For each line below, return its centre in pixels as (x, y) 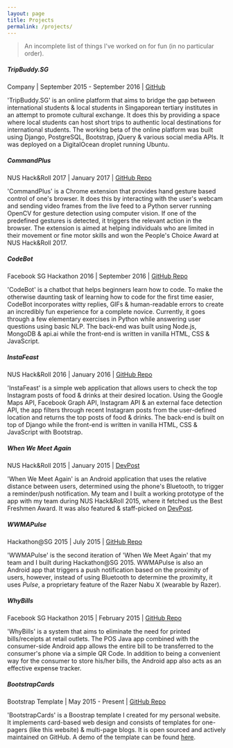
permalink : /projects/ (40, 26)
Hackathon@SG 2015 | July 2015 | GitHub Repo (75, 542)
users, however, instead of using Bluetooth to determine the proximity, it (110, 577)
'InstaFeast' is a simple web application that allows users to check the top (112, 388)
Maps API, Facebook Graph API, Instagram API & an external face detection (115, 403)
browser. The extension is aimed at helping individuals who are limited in (111, 228)
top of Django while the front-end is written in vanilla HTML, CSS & (102, 425)
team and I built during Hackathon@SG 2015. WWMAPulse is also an (105, 563)
